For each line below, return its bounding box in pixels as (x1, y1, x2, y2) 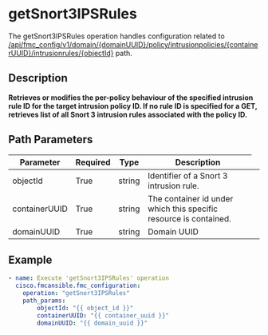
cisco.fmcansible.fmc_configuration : (15, 281, 141, 290)
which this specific (147, 203, 218, 214)
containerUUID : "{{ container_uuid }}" (37, 311, 170, 320)
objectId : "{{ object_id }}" (37, 304, 134, 312)
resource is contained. (147, 213, 231, 224)
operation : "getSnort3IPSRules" (22, 289, 130, 297)
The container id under (147, 193, 234, 204)
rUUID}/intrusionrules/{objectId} (8, 48, 114, 58)
